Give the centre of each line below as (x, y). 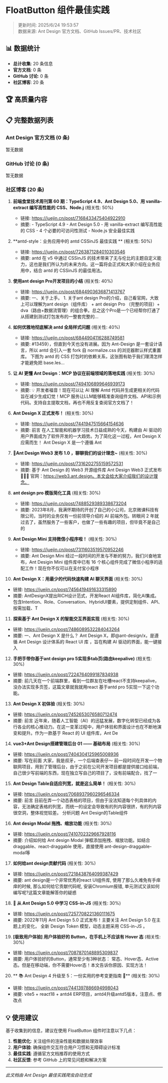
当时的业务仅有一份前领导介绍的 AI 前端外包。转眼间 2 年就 (98, 516)
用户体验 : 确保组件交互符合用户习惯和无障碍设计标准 (67, 1048)
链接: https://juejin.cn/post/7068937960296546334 (66, 794)
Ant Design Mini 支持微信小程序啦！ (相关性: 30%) (65, 539)
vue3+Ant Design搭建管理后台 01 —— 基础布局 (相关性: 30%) (77, 744)
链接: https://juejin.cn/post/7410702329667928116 (64, 834)
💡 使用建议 (22, 1017)
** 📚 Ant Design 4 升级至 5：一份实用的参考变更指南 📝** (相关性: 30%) (86, 976)
